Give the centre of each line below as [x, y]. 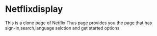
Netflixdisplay [34, 9]
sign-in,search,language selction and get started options [62, 28]
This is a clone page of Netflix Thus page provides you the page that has [78, 23]
